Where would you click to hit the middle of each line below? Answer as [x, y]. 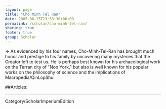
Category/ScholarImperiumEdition [40, 101]
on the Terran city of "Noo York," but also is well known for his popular [77, 67]
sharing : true [20, 28]
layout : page [19, 10]
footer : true [19, 33]
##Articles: [16, 87]
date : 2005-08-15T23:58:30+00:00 [40, 19]
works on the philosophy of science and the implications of [65, 72]
